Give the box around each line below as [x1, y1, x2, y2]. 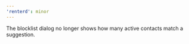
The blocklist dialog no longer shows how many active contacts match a [6, 25, 184, 32]
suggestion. [6, 31, 36, 38]
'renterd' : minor [6, 8, 49, 15]
